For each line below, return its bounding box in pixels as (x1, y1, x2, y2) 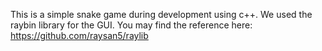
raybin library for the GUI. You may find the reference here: (10, 19, 253, 31)
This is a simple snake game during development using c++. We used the (10, 9, 313, 20)
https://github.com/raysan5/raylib (10, 30, 149, 41)
